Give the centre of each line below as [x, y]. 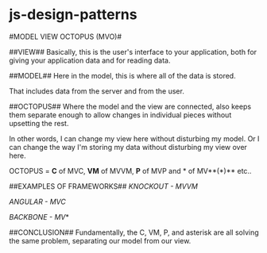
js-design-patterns [73, 15]
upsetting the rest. [39, 123]
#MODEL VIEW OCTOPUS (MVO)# [66, 36]
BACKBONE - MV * [39, 217]
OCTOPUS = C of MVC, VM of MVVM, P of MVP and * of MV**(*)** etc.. [130, 171]
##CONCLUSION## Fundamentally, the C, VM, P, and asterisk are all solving [134, 232]
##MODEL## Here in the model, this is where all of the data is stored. [123, 75]
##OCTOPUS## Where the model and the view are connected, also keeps [130, 106]
